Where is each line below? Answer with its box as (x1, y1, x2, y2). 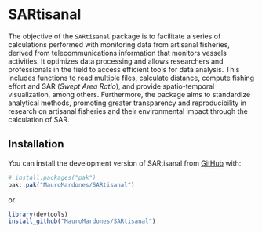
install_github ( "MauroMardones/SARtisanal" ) (8, 217, 156, 225)
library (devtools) (8, 210, 68, 218)
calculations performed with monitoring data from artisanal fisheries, (8, 39, 230, 49)
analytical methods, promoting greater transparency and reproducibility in (8, 98, 247, 107)
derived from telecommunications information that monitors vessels (8, 48, 227, 57)
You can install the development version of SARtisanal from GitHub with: (8, 158, 242, 168)
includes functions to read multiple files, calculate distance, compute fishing (8, 73, 255, 82)
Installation (8, 137, 64, 151)
